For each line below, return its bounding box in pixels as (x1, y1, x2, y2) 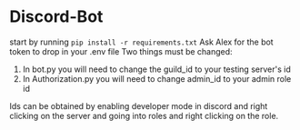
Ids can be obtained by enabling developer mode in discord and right (9, 100, 268, 111)
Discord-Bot (9, 6, 104, 27)
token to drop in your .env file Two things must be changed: (9, 45, 234, 56)
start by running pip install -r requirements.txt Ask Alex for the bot (9, 36, 275, 47)
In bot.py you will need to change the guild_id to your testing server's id (22, 64, 291, 75)
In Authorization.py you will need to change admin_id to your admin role (22, 73, 292, 84)
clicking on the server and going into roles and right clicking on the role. (9, 110, 279, 121)
